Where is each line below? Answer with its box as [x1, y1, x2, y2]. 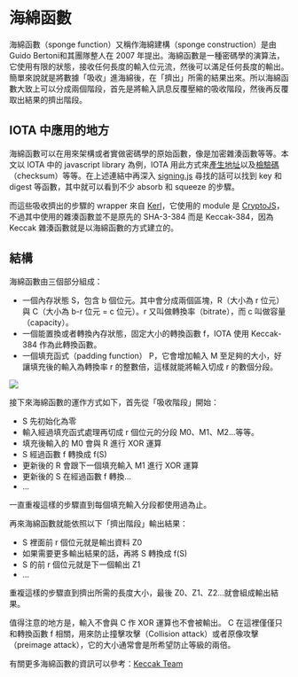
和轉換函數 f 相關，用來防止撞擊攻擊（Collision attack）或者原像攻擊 [9, 628, 259, 639]
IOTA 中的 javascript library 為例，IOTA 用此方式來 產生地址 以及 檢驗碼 [26, 159, 279, 169]
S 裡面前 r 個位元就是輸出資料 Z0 [21, 537, 143, 548]
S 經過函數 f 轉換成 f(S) [21, 448, 108, 459]
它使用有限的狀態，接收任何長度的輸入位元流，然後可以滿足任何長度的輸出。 [9, 61, 289, 72]
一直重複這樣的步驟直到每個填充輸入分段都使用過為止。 [9, 499, 211, 510]
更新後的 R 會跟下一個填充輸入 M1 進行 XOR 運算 [21, 460, 200, 471]
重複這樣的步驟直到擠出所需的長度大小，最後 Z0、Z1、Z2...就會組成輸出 [9, 587, 271, 598]
